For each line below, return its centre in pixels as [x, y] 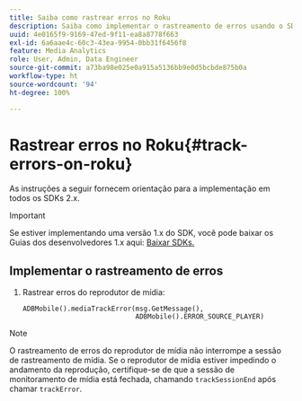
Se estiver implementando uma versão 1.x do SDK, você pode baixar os [142, 233]
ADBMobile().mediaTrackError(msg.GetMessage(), [113, 309]
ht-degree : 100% [40, 92]
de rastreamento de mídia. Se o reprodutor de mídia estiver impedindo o [143, 361]
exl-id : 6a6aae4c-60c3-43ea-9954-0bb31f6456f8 [98, 43]
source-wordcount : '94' [54, 84]
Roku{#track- [197, 145]
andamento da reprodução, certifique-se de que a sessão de [122, 370]
